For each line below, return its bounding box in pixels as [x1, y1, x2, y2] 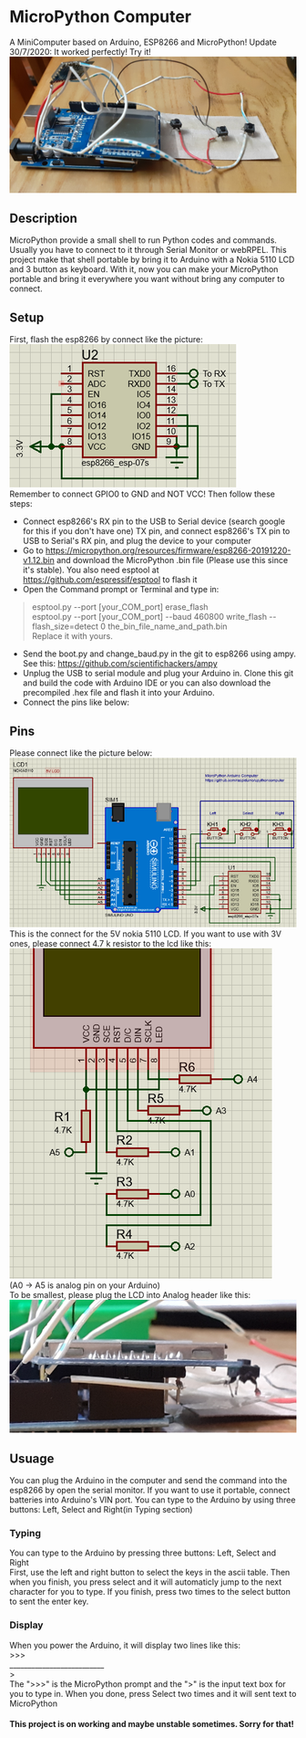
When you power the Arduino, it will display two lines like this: [9, 1639, 241, 1650]
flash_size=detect [31, 621, 98, 632]
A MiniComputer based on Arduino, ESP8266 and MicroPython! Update [9, 37, 278, 47]
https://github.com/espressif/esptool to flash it [22, 574, 198, 585]
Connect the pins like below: [22, 696, 130, 708]
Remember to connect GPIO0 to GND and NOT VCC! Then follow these [9, 488, 276, 499]
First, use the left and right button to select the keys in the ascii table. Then [9, 1567, 291, 1578]
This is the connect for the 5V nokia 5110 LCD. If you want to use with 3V [9, 928, 282, 939]
